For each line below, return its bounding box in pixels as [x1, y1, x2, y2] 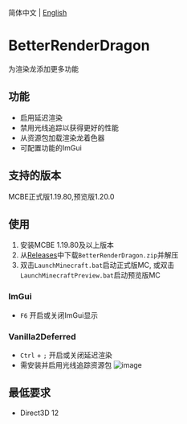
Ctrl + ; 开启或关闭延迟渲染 [19, 350, 112, 360]
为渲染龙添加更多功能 [8, 64, 79, 73]
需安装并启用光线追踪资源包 [19, 360, 112, 369]
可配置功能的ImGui [19, 142, 82, 152]
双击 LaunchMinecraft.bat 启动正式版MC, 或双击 [19, 261, 175, 270]
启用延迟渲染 [19, 113, 63, 122]
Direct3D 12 [19, 408, 59, 418]
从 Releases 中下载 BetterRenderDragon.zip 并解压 [19, 250, 179, 260]
